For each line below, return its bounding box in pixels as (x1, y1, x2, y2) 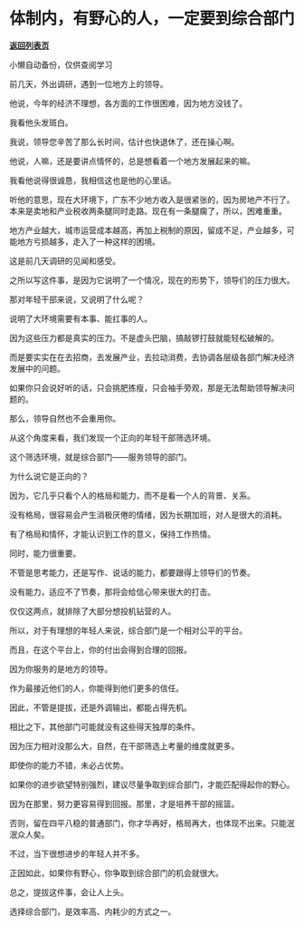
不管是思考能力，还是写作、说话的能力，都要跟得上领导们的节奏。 (9, 567, 255, 578)
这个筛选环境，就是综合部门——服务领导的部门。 (9, 451, 192, 462)
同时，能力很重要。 (9, 548, 81, 559)
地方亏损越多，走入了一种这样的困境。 (16, 236, 160, 247)
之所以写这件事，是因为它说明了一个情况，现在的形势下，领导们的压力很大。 (9, 274, 295, 286)
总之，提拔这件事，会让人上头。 (9, 886, 128, 898)
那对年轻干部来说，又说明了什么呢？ (9, 294, 145, 305)
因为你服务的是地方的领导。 (9, 663, 113, 674)
